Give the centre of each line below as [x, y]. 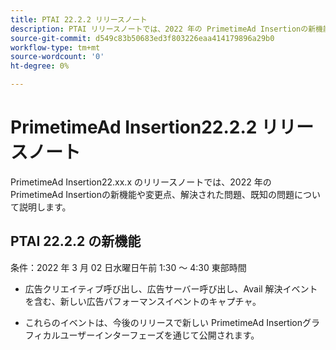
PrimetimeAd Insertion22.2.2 [134, 127]
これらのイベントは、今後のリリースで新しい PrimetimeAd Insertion [163, 322]
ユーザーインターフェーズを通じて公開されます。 [159, 335]
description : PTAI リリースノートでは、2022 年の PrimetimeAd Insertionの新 [163, 29]
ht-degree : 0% [40, 66]
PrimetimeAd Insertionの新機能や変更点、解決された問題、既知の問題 [152, 194]
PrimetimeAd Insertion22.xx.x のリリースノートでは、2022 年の [141, 182]
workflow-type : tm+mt [55, 47]
